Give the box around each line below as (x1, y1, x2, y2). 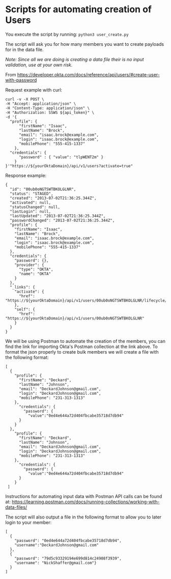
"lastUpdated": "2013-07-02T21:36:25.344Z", (10, 213, 106, 218)
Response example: (5, 172, 47, 179)
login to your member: (5, 519, 52, 525)
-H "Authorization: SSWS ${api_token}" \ (5, 110, 95, 115)
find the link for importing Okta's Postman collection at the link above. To (5, 343, 158, 350)
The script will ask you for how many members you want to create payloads (5, 41, 164, 47)
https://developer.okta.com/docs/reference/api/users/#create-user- (17, 71, 160, 77)
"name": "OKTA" (18, 271, 51, 276)
